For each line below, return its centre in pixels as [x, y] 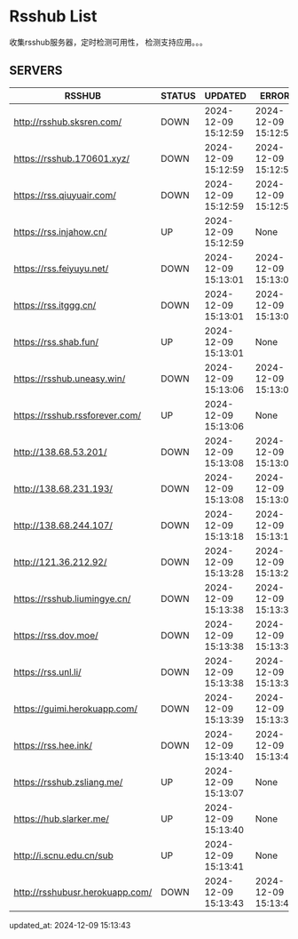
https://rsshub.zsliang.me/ [68, 782]
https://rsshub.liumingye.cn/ [72, 598]
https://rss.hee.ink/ [53, 745]
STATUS [179, 95]
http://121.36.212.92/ [60, 562]
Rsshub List [53, 16]
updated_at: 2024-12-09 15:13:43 [70, 925]
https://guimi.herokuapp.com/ [76, 709]
